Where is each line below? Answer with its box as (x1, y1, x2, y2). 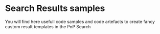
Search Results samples (5, 3, 105, 14)
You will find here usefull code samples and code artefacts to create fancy (5, 19, 155, 24)
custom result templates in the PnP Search (5, 23, 91, 29)
